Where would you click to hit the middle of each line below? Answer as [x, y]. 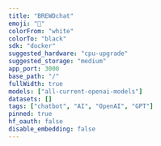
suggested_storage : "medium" [57, 62]
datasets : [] [30, 99]
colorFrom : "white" [41, 31]
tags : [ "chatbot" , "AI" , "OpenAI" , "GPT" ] [81, 106]
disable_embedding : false [52, 129]
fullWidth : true [36, 84]
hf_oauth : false [36, 122]
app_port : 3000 [34, 69]
